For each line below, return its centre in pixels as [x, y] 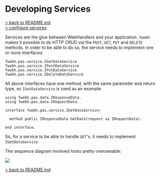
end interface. [20, 127]
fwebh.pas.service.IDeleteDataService [44, 74]
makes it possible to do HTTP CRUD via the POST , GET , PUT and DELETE [74, 42]
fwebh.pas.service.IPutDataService [41, 70]
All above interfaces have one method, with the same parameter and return [80, 83]
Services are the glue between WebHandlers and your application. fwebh [78, 37]
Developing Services [48, 9]
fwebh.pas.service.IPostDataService [42, 66]
